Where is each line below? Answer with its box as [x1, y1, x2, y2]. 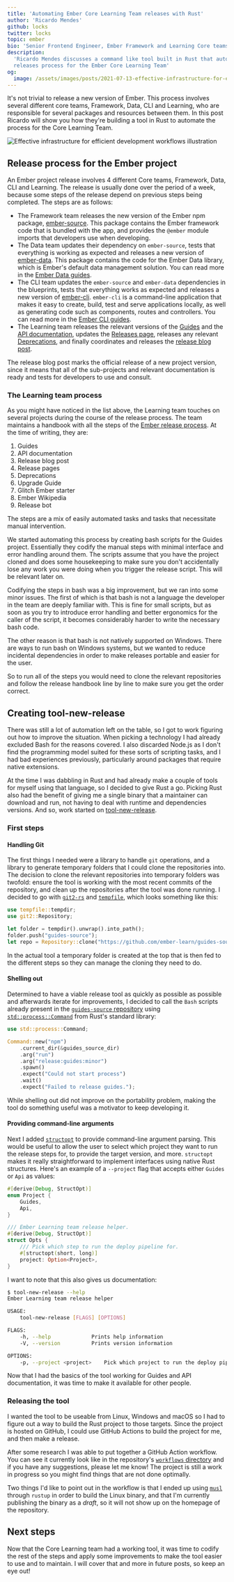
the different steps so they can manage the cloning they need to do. [7, 959, 202, 967]
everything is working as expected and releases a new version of [17, 249, 204, 257]
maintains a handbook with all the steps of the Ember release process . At [7, 421, 217, 429]
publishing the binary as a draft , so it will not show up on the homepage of [7, 1498, 221, 1507]
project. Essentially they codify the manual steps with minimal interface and [7, 543, 224, 551]
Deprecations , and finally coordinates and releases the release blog [17, 337, 212, 346]
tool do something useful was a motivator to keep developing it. [7, 1103, 189, 1112]
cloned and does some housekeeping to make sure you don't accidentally [7, 558, 219, 566]
